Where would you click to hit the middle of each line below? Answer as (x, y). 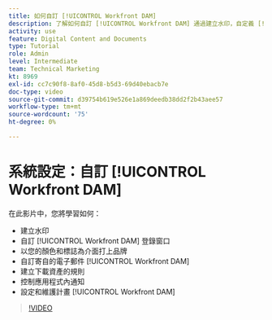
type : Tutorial (34, 46)
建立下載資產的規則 (52, 271)
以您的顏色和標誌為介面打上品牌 (73, 251)
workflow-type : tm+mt (45, 107)
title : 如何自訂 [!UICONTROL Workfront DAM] (82, 16)
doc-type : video (36, 92)
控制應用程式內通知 (52, 281)
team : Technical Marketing (54, 69)
